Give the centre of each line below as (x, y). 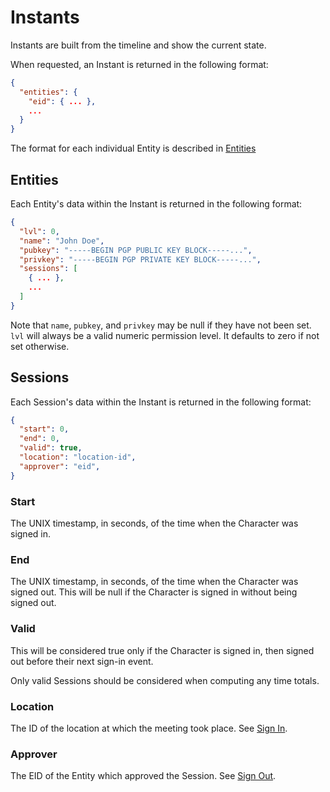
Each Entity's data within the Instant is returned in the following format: (156, 204)
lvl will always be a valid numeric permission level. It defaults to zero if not (165, 335)
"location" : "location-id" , (78, 457)
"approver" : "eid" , (60, 466)
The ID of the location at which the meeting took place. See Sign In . (149, 728)
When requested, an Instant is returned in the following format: (139, 64)
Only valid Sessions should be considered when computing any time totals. (165, 680)
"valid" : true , (51, 448)
